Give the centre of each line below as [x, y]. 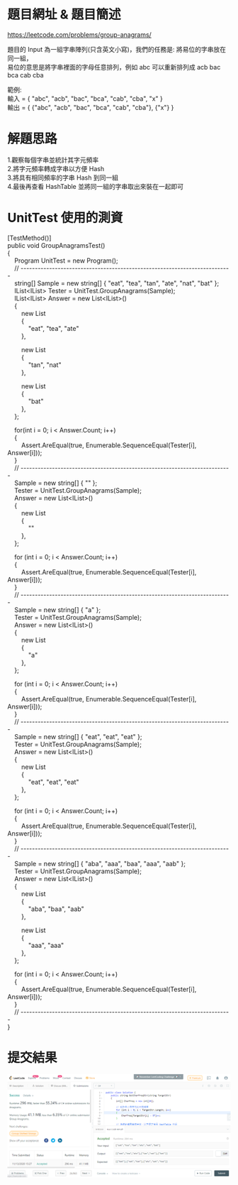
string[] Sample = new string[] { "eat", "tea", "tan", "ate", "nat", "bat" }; [117, 283]
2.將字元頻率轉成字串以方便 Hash [56, 168]
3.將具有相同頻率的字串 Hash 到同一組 [63, 178]
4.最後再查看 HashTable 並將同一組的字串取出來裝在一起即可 [96, 186]
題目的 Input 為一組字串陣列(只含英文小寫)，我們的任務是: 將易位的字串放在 [117, 49]
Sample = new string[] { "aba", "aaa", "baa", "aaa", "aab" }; [100, 863]
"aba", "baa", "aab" [56, 909]
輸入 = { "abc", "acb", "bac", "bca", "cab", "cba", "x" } [85, 98]
